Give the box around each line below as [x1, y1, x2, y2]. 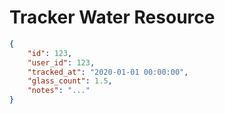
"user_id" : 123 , [27, 57, 96, 68]
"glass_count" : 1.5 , [27, 76, 113, 86]
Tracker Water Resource [9, 6, 216, 29]
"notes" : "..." [27, 86, 91, 96]
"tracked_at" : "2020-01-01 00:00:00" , [27, 67, 189, 77]
